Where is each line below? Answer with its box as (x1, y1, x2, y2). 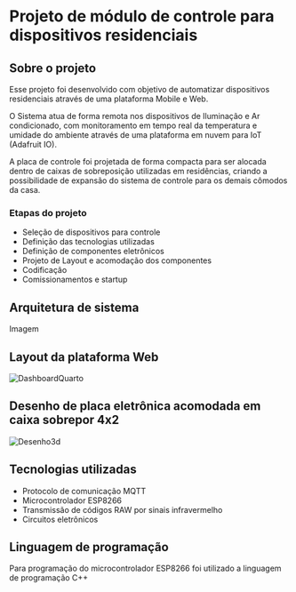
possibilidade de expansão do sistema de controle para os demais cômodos (9, 175, 288, 186)
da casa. (9, 185, 41, 195)
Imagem (9, 324, 39, 334)
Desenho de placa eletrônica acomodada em (9, 398, 261, 414)
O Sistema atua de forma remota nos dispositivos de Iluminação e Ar (9, 111, 260, 121)
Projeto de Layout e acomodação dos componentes (21, 255, 212, 266)
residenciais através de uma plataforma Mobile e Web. (9, 93, 209, 104)
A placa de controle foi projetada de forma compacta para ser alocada (9, 156, 267, 166)
